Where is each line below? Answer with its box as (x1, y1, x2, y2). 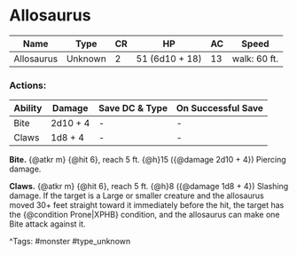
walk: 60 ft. (231, 52, 279, 65)
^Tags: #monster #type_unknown (9, 236, 131, 247)
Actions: (9, 79, 47, 92)
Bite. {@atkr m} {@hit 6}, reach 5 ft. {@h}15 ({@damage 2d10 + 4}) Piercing (9, 155, 286, 165)
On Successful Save (176, 102, 264, 115)
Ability (13, 102, 43, 115)
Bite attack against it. (9, 219, 86, 229)
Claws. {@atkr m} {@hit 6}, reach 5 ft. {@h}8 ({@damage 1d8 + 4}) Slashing (9, 181, 289, 192)
